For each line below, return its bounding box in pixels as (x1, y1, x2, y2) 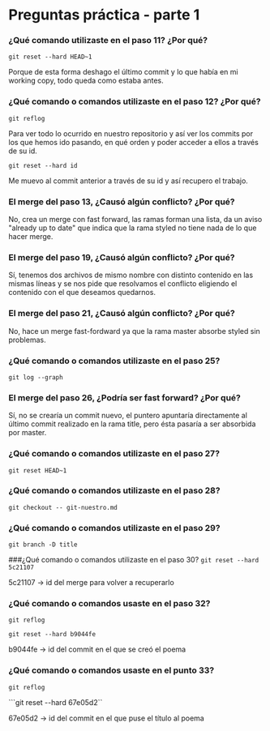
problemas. (8, 335, 46, 344)
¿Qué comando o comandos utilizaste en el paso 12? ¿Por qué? (8, 96, 261, 107)
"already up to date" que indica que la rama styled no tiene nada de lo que (8, 223, 257, 233)
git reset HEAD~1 (8, 466, 67, 475)
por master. (8, 428, 47, 438)
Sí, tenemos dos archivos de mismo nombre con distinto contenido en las (8, 270, 254, 280)
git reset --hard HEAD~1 (8, 53, 92, 62)
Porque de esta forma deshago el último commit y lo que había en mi (8, 67, 238, 77)
